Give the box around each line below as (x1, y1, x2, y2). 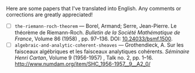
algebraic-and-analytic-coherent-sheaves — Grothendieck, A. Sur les (14, 41, 184, 48)
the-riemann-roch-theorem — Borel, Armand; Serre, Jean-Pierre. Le (14, 23, 177, 29)
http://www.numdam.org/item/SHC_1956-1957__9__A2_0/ (14, 61, 151, 68)
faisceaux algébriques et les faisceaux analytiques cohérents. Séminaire (14, 48, 190, 55)
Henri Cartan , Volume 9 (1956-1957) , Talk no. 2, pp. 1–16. (14, 54, 153, 61)
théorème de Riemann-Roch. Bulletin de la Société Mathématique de (14, 29, 180, 36)
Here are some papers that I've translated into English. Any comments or (6, 5, 182, 12)
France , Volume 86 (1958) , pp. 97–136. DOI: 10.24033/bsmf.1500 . (14, 35, 173, 43)
